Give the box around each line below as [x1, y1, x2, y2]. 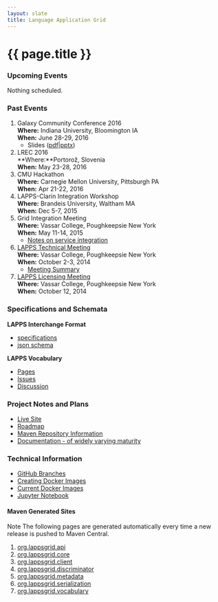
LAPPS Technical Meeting [17, 244, 91, 252]
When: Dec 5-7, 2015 [17, 207, 78, 215]
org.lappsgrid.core [17, 550, 70, 559]
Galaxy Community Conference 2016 [17, 119, 122, 127]
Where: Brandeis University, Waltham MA [17, 200, 135, 208]
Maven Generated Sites [7, 507, 76, 515]
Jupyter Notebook [17, 491, 69, 499]
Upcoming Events [7, 70, 68, 80]
